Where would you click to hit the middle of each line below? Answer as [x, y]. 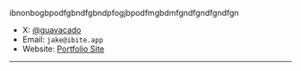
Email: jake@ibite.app [63, 39]
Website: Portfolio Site [63, 49]
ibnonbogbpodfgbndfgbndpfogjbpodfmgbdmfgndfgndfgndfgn [124, 13]
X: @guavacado [52, 30]
